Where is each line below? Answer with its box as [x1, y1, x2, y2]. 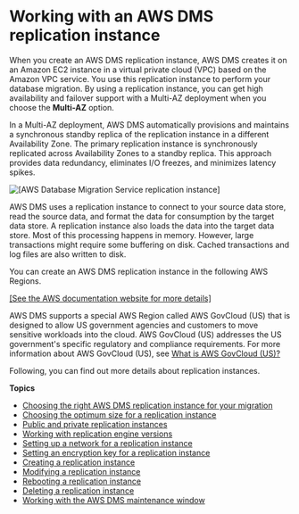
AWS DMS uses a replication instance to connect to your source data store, [9, 201, 287, 211]
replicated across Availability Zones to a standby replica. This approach [9, 147, 272, 158]
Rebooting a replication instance [21, 476, 141, 486]
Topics [9, 382, 36, 394]
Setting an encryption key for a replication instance [21, 447, 211, 458]
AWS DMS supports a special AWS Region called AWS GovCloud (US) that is [9, 310, 291, 320]
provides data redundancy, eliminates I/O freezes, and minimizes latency [9, 157, 277, 168]
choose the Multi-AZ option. [9, 102, 114, 112]
